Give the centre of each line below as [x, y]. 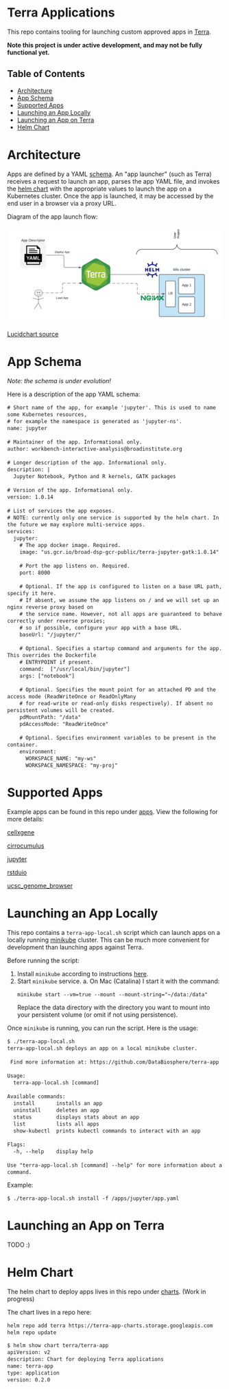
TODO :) [19, 1245]
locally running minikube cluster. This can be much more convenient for [108, 940]
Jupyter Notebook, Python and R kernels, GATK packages [95, 477]
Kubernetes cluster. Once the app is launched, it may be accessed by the [110, 196]
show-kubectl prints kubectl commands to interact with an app [107, 1131]
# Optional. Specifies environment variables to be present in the [118, 738]
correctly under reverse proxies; [57, 621]
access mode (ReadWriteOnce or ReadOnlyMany [72, 697]
